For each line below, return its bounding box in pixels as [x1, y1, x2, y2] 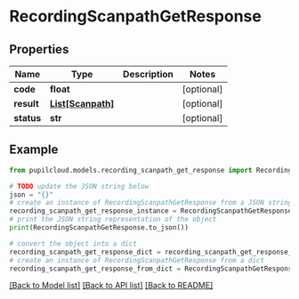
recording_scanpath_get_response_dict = [9, 247, 162, 256]
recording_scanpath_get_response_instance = [9, 206, 177, 215]
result [13, 98, 40, 109]
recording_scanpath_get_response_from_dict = [9, 264, 181, 273]
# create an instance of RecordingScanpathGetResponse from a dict [9, 255, 265, 264]
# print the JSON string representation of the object [9, 215, 217, 224]
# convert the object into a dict [9, 238, 138, 248]
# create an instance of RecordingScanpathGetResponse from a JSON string [9, 198, 293, 207]
